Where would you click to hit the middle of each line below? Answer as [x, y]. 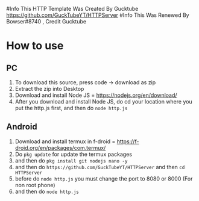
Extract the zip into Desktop [49, 89]
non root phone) [35, 185]
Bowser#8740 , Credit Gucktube [46, 21]
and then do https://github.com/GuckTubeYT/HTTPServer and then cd [100, 167]
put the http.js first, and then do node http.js [71, 108]
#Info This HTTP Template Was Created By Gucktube [72, 9]
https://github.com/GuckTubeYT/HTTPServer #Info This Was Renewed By [98, 15]
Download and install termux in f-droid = [65, 141]
